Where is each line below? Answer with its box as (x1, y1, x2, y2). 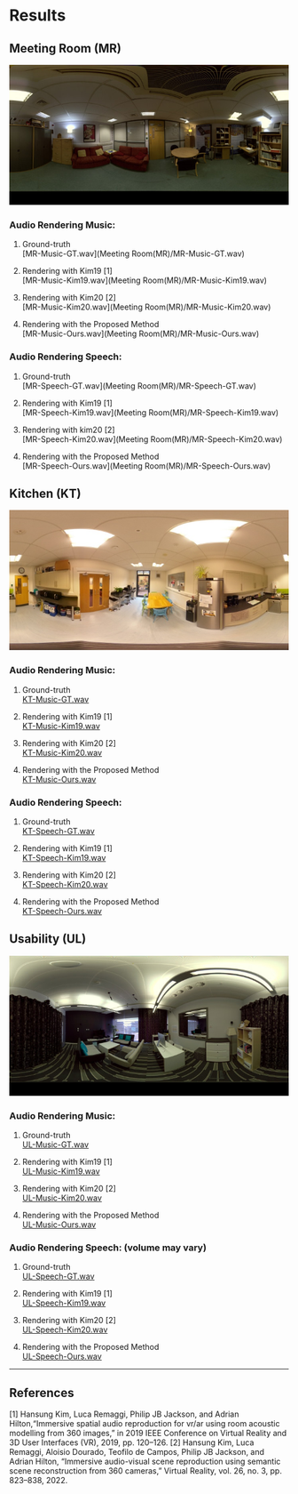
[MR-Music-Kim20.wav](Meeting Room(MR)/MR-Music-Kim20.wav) (21, 301, 271, 312)
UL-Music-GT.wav (21, 1139, 90, 1150)
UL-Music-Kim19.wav (21, 1166, 100, 1177)
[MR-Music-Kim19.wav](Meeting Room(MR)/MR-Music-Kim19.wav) (21, 275, 268, 285)
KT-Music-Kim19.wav (21, 720, 100, 731)
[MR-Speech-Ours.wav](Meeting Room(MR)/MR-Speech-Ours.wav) (21, 460, 271, 471)
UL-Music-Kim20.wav (21, 1193, 102, 1203)
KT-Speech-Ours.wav (21, 906, 102, 916)
